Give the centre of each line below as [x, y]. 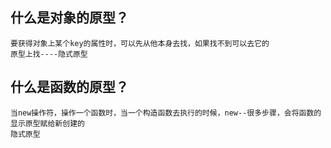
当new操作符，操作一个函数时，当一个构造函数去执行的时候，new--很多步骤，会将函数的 [166, 113]
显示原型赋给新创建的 [47, 123]
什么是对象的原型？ [69, 18]
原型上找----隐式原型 [49, 54]
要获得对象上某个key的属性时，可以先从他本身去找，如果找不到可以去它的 [140, 43]
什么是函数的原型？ [69, 87]
